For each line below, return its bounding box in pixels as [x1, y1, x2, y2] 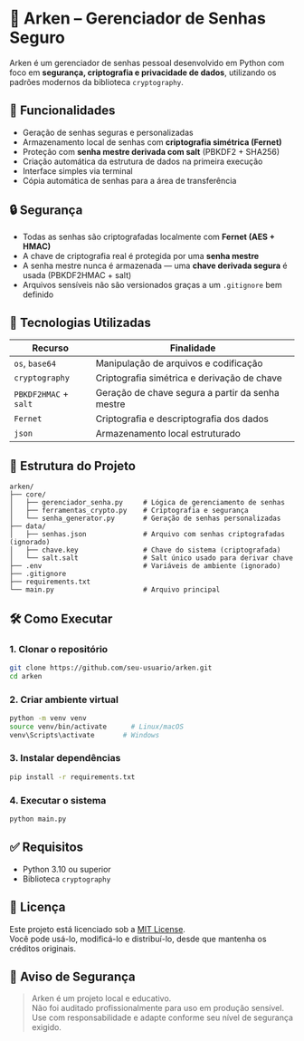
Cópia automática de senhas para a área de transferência [22, 175, 237, 186]
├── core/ [9, 490, 47, 499]
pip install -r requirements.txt [9, 772, 136, 782]
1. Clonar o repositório [9, 642, 109, 655]
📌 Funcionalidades [9, 103, 116, 119]
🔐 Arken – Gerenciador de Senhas [9, 8, 267, 29]
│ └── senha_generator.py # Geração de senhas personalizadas [9, 514, 281, 524]
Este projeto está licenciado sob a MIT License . [9, 923, 185, 934]
